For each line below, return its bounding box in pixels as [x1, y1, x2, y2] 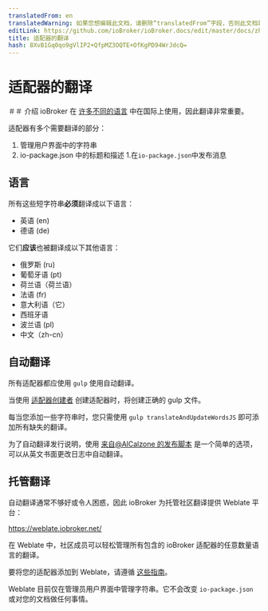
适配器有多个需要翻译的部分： [8, 123, 106, 133]
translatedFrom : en [8, 11, 73, 20]
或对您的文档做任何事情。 [8, 593, 93, 604]
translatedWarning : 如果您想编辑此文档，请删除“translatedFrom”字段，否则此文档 [8, 19, 258, 27]
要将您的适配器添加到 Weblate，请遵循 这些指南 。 [8, 567, 172, 577]
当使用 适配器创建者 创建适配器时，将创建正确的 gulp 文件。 [8, 395, 206, 405]
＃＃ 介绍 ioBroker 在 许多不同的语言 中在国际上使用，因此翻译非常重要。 [8, 106, 249, 116]
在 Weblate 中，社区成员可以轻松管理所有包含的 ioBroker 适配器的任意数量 [8, 540, 253, 549]
